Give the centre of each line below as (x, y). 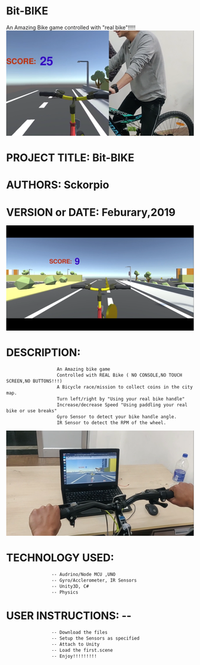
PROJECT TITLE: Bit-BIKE (71, 158)
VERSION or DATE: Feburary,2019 (91, 212)
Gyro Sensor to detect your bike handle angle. (117, 417)
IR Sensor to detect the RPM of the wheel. (112, 423)
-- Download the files (80, 633)
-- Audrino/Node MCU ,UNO (84, 575)
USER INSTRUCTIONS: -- (69, 616)
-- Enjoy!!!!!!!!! (74, 656)
